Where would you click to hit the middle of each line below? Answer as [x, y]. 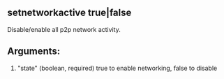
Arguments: [34, 52]
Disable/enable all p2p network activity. [64, 29]
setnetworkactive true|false [69, 13]
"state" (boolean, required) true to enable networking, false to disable [117, 68]
